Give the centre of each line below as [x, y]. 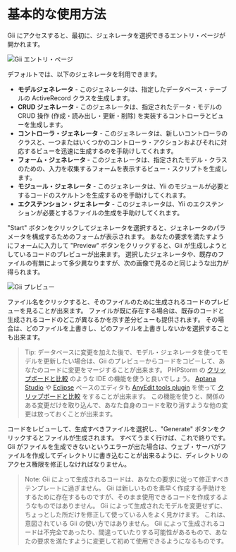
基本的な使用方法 [57, 14]
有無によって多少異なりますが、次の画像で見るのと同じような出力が [130, 263]
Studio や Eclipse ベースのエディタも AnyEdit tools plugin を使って [120, 387]
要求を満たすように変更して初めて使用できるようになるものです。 [132, 541]
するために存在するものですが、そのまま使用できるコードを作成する [123, 497]
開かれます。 [26, 44]
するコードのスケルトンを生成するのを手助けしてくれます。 [104, 195]
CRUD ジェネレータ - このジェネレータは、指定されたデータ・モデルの [120, 107]
